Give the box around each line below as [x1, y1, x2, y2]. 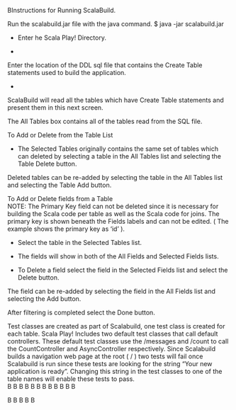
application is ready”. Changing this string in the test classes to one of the [7, 368, 223, 375]
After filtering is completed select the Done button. [7, 308, 156, 317]
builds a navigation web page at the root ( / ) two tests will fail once [7, 352, 203, 360]
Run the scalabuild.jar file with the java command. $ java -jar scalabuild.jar [7, 20, 225, 28]
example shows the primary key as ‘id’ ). [7, 224, 125, 233]
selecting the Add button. [7, 295, 82, 303]
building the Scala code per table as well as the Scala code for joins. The [7, 210, 220, 218]
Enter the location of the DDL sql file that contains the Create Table [7, 61, 203, 69]
